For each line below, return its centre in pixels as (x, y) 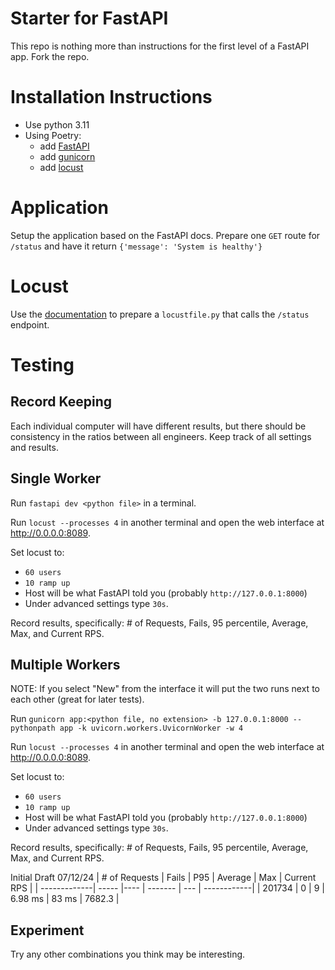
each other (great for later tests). (77, 699)
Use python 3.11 (57, 124)
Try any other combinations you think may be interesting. (128, 954)
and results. (34, 447)
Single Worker (56, 478)
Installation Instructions (111, 97)
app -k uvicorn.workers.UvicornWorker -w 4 (151, 728)
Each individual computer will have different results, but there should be (158, 426)
